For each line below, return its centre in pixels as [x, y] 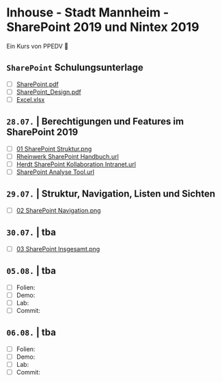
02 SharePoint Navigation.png [58, 210]
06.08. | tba [31, 332]
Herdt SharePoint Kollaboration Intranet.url [76, 164]
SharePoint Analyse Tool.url [55, 172]
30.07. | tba [31, 232]
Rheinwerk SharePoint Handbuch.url [67, 156]
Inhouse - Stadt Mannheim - [88, 13]
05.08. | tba [31, 271]
